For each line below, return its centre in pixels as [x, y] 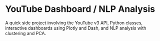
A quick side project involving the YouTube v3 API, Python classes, [74, 23]
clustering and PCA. [26, 33]
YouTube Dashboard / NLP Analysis [80, 9]
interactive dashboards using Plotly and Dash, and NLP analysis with [76, 28]
